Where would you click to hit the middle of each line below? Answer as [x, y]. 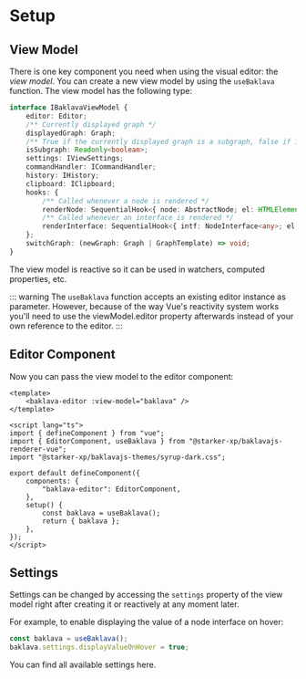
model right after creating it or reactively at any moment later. [124, 604]
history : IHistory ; [63, 175]
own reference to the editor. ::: [66, 326]
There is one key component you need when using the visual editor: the [144, 71]
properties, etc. [38, 278]
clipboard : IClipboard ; [71, 183]
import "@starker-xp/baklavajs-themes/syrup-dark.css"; [117, 457]
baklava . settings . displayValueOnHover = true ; [99, 648]
